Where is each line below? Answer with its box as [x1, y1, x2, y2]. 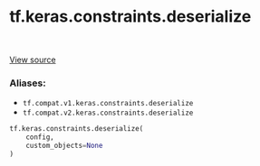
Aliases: [9, 77, 47, 89]
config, [25, 133, 54, 142]
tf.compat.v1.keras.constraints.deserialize [22, 99, 194, 108]
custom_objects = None [25, 141, 103, 150]
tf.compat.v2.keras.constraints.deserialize [22, 108, 194, 118]
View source [9, 54, 56, 65]
